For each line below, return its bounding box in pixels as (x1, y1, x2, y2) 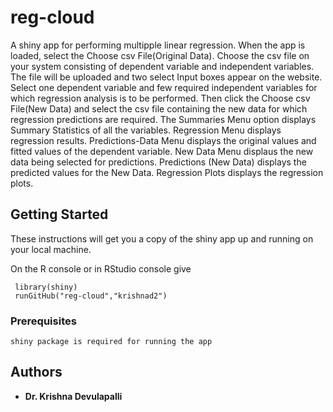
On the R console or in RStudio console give (10, 262, 192, 275)
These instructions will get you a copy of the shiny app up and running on (10, 232, 314, 245)
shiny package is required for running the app (10, 337, 213, 347)
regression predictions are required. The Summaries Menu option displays (10, 113, 317, 125)
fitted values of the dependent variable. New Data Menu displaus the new (10, 145, 314, 157)
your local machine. (10, 243, 92, 255)
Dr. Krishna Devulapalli (24, 390, 123, 402)
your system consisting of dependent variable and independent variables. (10, 60, 315, 72)
